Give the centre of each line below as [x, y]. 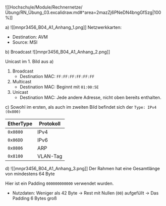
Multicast [22, 82]
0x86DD [15, 140]
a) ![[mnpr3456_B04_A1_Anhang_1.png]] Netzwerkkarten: [63, 27]
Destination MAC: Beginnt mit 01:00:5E [59, 87]
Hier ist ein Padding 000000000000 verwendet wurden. [59, 183]
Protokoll [50, 124]
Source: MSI [25, 42]
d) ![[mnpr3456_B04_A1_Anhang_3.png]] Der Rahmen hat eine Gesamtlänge [83, 169]
